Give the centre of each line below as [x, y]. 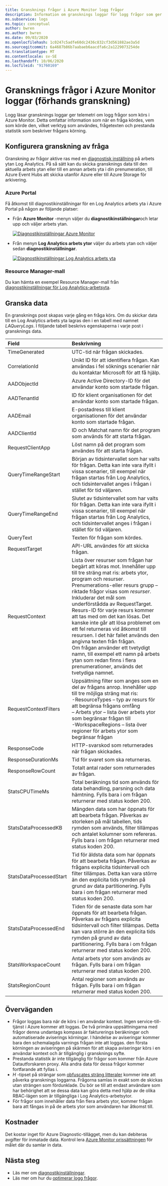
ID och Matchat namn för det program [116, 430]
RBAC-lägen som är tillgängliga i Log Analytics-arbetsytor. [72, 1096]
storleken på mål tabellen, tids [107, 822]
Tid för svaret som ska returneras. [111, 760]
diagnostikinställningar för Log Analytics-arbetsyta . [58, 288]
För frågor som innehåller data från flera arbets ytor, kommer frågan [82, 1101]
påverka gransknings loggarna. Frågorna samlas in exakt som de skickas [87, 1080]
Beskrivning [86, 344]
